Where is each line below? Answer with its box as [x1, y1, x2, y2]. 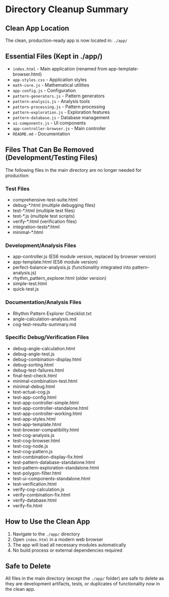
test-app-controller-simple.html [12, 399, 79, 406]
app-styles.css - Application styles [12, 76, 87, 83]
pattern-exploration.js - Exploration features [12, 109, 110, 115]
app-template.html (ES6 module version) [12, 259, 98, 265]
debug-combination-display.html [12, 356, 82, 362]
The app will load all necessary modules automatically [12, 541, 126, 548]
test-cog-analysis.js [12, 432, 55, 438]
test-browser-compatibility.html [12, 427, 79, 433]
